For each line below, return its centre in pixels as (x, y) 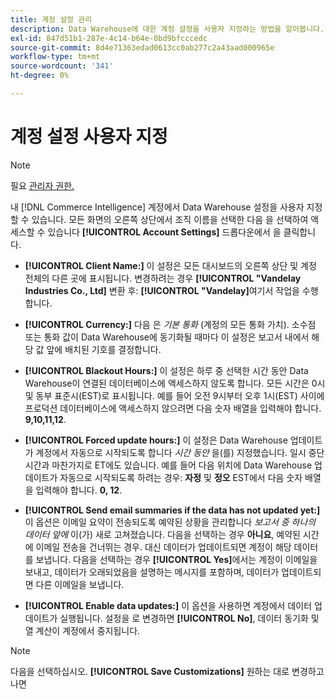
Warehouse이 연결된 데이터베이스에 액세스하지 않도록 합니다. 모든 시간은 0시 (175, 383)
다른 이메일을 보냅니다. (80, 584)
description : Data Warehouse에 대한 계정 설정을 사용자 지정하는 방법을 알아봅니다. (167, 29)
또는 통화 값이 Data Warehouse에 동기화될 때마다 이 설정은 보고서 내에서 (167, 337)
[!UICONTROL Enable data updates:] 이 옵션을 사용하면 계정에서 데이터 (168, 605)
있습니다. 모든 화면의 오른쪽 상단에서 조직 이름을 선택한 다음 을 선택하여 (170, 219)
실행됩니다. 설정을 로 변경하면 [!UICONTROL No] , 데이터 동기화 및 (189, 618)
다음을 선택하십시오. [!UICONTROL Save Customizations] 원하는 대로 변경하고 (167, 671)
